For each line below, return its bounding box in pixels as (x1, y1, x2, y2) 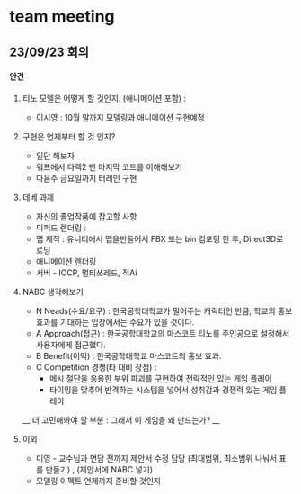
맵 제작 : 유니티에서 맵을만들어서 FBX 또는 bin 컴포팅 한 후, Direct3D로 (35, 233, 284, 244)
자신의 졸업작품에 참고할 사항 (35, 211, 137, 221)
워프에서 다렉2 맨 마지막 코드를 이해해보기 (35, 161, 182, 172)
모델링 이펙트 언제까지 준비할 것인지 (35, 475, 162, 486)
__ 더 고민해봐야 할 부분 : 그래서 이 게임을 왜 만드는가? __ (22, 414, 220, 425)
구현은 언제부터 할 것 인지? (22, 130, 116, 141)
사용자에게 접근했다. (35, 339, 106, 350)
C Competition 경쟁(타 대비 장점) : (35, 362, 157, 373)
